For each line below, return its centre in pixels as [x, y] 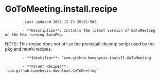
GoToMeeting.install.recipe [61, 9]
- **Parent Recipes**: [45, 66]
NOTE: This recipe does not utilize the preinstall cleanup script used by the [80, 44]
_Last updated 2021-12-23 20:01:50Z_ [61, 22]
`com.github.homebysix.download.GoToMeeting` [52, 71]
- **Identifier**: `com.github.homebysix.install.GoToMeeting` [88, 58]
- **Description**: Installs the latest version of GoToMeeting [89, 30]
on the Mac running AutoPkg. [35, 35]
